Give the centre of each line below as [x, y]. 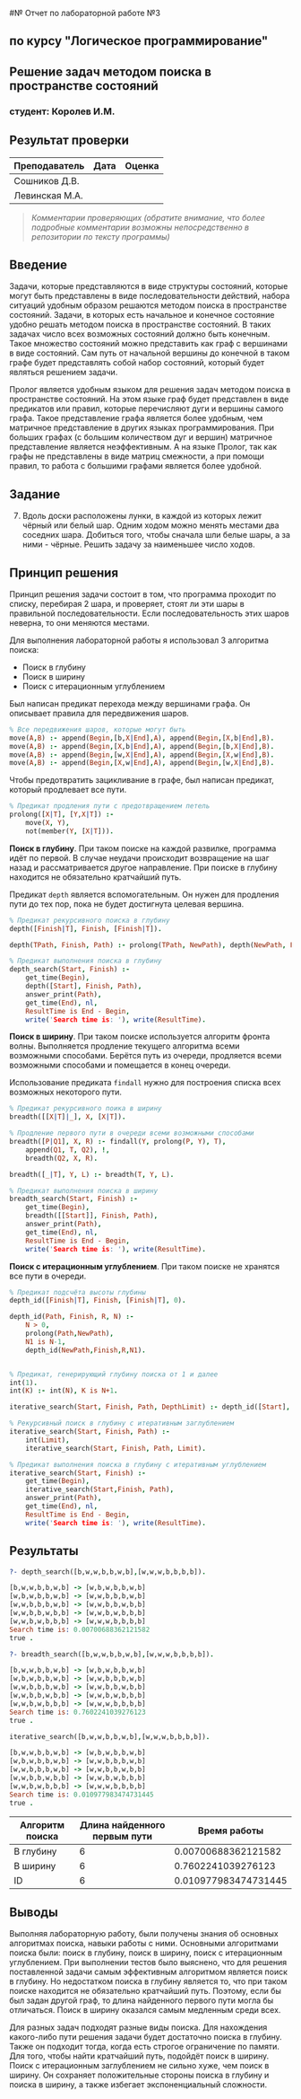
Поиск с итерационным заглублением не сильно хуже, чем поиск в [139, 2066]
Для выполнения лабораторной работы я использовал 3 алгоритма [139, 640]
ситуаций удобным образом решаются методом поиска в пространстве [148, 305]
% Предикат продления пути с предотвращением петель [110, 806]
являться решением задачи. [64, 373]
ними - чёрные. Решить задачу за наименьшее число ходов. [138, 545]
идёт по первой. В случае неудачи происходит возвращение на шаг [140, 857]
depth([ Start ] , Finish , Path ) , [84, 987]
